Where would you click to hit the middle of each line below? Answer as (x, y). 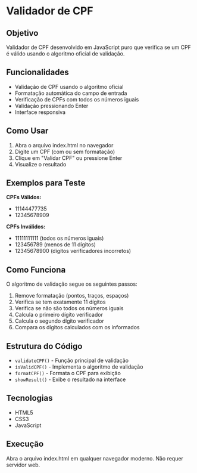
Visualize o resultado (40, 164)
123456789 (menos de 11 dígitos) (55, 245)
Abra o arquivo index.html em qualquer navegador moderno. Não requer (95, 458)
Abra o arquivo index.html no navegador (64, 145)
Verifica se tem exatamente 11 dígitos (60, 302)
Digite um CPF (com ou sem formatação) (65, 152)
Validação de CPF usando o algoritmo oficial (69, 86)
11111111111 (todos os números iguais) (59, 238)
